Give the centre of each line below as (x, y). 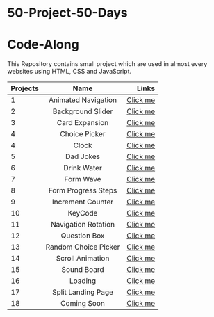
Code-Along (43, 45)
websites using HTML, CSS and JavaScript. (69, 72)
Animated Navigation (82, 100)
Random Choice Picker (83, 247)
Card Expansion (83, 123)
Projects (25, 88)
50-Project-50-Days (67, 13)
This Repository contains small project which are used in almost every (107, 64)
